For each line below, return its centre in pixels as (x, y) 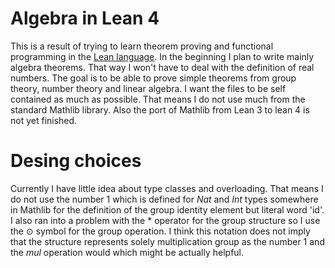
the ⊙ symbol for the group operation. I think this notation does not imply (160, 231)
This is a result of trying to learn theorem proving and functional (142, 46)
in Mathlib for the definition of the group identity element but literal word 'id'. (167, 209)
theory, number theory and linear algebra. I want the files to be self (148, 88)
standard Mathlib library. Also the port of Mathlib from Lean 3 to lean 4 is (160, 109)
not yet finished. (44, 120)
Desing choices (76, 161)
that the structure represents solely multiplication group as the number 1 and (167, 241)
